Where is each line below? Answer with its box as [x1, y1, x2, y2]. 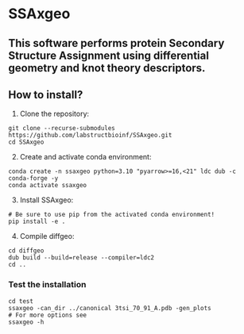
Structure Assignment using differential [8, 48, 209, 62]
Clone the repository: [19, 109, 90, 119]
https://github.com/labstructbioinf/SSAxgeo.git [8, 132, 172, 140]
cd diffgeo [8, 247, 45, 255]
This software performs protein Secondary [8, 36, 225, 50]
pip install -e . [8, 217, 66, 226]
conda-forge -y [8, 175, 59, 182]
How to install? [8, 88, 83, 102]
